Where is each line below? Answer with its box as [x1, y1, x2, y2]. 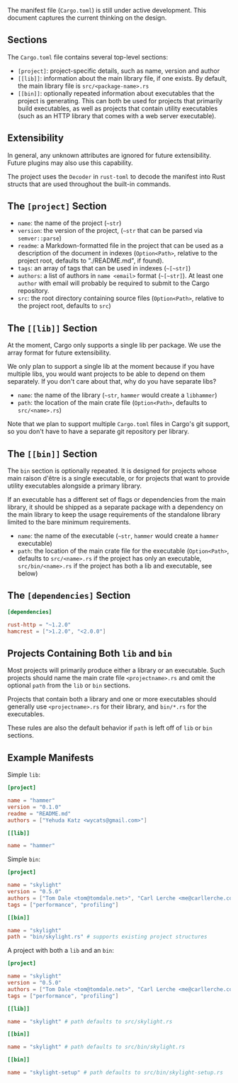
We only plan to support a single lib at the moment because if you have [7, 362, 215, 371]
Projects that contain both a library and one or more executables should [7, 695, 217, 704]
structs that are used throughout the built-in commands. [7, 180, 171, 188]
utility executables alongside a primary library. [7, 481, 142, 491]
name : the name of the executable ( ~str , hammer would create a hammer [17, 532, 220, 540]
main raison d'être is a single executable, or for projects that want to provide [7, 474, 230, 483]
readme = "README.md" [7, 810, 72, 817]
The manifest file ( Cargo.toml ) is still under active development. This [7, 6, 207, 14]
